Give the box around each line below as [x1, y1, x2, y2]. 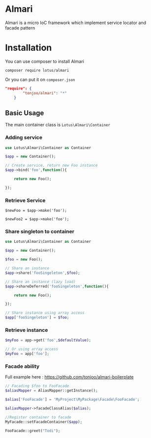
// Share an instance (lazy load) [5, 279, 76, 284]
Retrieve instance [5, 327, 48, 333]
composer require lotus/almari [5, 68, 69, 73]
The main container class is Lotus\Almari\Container [5, 122, 111, 128]
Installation [5, 42, 52, 54]
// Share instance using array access [5, 311, 85, 316]
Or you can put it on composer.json [5, 76, 75, 82]
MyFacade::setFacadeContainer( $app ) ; [5, 419, 83, 424]
